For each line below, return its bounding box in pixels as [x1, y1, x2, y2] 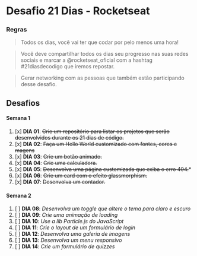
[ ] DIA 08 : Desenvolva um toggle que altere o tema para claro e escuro [14, 205, 191, 212]
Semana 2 [6, 192, 31, 199]
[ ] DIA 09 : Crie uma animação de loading [14, 211, 118, 219]
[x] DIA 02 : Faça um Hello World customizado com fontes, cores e [14, 141, 177, 148]
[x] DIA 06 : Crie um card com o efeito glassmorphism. [14, 172, 147, 179]
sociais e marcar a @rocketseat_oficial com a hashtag [20, 56, 153, 64]
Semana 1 [6, 115, 31, 122]
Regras [6, 26, 27, 34]
